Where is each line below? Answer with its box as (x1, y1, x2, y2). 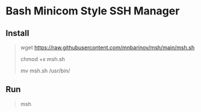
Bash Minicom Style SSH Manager (5, 4, 180, 18)
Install (5, 28, 29, 38)
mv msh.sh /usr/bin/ (20, 67, 70, 74)
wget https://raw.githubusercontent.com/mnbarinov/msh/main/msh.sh (20, 44, 195, 51)
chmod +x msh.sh (20, 56, 66, 62)
